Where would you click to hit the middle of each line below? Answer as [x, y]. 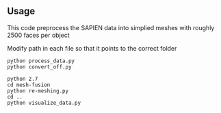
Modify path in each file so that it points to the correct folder [92, 48]
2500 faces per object [38, 35]
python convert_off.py [39, 67]
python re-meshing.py [38, 91]
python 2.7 [23, 79]
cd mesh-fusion [29, 85]
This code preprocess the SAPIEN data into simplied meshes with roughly [111, 27]
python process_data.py [41, 61]
